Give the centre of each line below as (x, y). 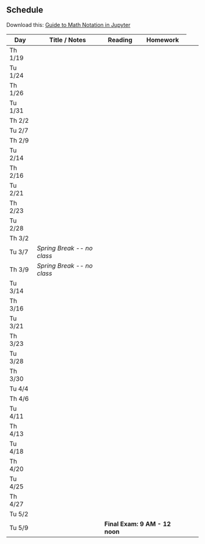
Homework (163, 40)
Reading (120, 40)
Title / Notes (68, 40)
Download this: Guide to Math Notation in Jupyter (68, 24)
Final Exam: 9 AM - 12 (138, 524)
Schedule (25, 10)
